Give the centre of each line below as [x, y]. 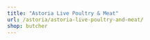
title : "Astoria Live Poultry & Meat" [63, 13]
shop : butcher [28, 26]
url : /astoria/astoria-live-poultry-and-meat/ [75, 20]
